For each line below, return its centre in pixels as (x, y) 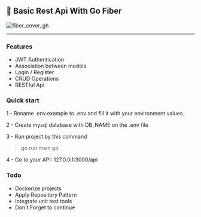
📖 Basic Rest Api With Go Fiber (64, 11)
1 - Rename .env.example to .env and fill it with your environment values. (95, 114)
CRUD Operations (37, 79)
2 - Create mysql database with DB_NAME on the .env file (77, 125)
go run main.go (39, 148)
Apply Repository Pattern (46, 194)
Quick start (23, 100)
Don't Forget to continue (45, 207)
